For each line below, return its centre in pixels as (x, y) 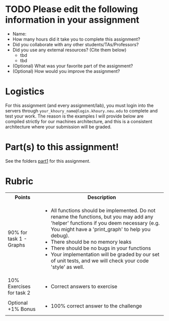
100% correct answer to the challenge (96, 306)
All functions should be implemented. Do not (103, 210)
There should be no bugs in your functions (101, 248)
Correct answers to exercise (84, 286)
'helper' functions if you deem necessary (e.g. (105, 223)
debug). (60, 236)
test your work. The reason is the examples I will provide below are (74, 116)
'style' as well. (67, 267)
